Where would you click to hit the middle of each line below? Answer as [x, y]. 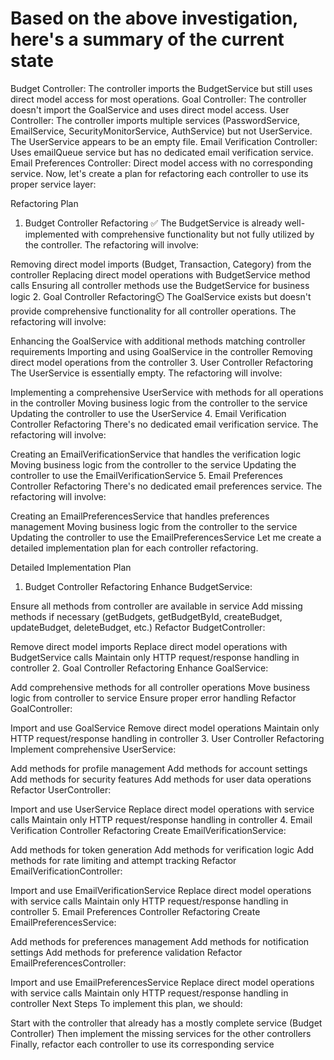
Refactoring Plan [44, 203]
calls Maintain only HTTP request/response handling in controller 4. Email [161, 819]
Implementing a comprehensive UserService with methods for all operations [167, 392]
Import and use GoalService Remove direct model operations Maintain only [165, 728]
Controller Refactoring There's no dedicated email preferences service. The [166, 486]
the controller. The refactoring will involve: [111, 244]
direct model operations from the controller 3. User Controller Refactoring [162, 362]
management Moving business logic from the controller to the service [154, 526]
